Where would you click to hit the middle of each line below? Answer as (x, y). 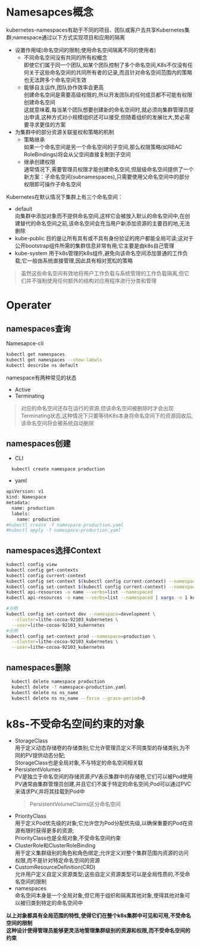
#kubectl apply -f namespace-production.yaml (63, 530)
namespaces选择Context (54, 550)
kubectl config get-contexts (42, 570)
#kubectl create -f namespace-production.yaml (65, 525)
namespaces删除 (38, 668)
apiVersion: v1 (25, 492)
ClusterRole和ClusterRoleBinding (55, 846)
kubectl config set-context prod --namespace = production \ (81, 636)
